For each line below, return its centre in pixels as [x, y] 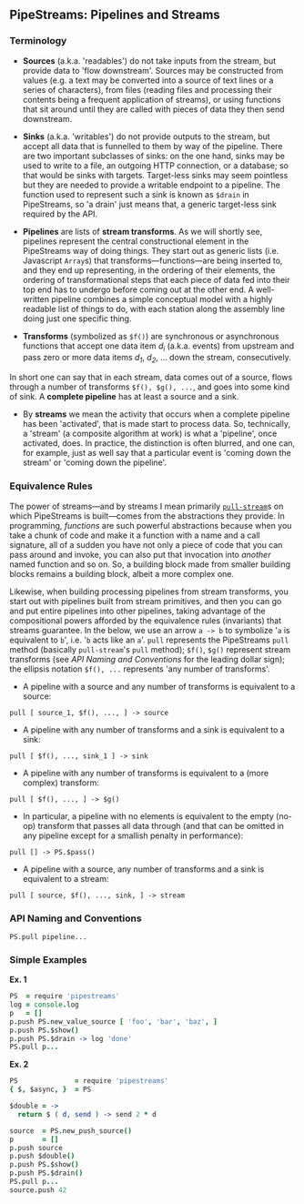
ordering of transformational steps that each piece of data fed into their [156, 279]
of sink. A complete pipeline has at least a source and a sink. [124, 397]
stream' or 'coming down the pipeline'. [94, 462]
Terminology [38, 41]
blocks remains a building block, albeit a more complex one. [122, 573]
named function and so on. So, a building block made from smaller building [150, 564]
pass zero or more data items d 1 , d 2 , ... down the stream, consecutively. [157, 359]
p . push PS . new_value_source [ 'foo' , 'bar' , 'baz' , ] [114, 1022]
